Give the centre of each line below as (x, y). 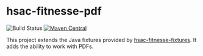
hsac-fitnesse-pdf (54, 11)
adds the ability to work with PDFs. (50, 46)
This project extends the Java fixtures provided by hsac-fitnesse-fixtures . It (101, 40)
